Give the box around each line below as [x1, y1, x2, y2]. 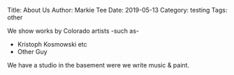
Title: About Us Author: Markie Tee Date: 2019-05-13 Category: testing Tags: [7, 6, 228, 14]
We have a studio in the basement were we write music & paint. [7, 61, 190, 69]
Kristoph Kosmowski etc [17, 40, 87, 48]
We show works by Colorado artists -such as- [7, 27, 140, 35]
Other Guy [17, 48, 47, 56]
